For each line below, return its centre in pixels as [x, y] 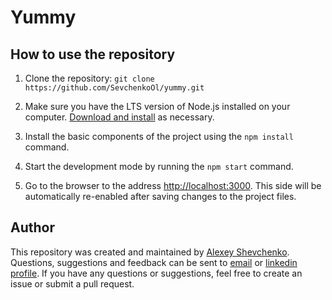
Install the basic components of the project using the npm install [159, 136]
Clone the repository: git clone [89, 78]
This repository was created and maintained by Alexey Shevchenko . [150, 252]
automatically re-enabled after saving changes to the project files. [160, 196]
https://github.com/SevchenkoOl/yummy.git [114, 88]
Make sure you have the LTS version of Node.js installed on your [157, 106]
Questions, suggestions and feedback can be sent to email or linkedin [154, 262]
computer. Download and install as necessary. [119, 117]
